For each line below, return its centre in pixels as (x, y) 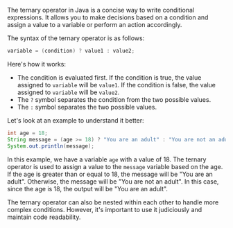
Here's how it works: (37, 64)
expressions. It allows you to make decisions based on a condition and (108, 17)
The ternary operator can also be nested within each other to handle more (113, 202)
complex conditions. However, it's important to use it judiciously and (105, 209)
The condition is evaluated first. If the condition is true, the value (109, 77)
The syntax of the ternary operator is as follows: (76, 38)
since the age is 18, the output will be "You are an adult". (88, 188)
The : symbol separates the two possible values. (87, 107)
